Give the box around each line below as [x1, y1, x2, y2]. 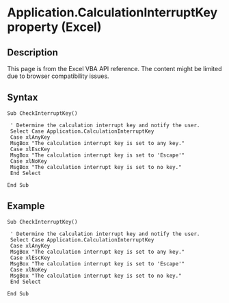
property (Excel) [7, 19, 102, 35]
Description [7, 47, 58, 58]
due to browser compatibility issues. [7, 72, 109, 80]
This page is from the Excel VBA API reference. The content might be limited [7, 65, 222, 73]
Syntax [7, 92, 38, 103]
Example [7, 200, 45, 212]
